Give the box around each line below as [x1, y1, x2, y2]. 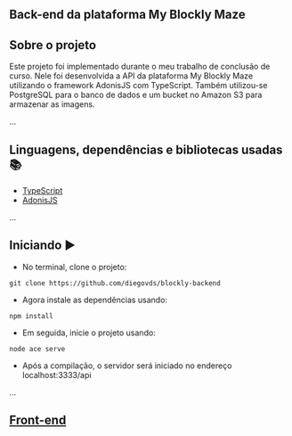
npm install [9, 311, 53, 320]
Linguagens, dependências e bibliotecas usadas [9, 142, 283, 157]
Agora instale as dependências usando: [21, 294, 167, 305]
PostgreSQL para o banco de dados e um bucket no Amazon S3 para [9, 89, 263, 101]
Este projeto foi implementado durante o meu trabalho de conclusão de [9, 62, 271, 72]
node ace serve [9, 344, 66, 353]
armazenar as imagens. [9, 99, 95, 110]
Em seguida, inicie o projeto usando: [21, 327, 156, 338]
